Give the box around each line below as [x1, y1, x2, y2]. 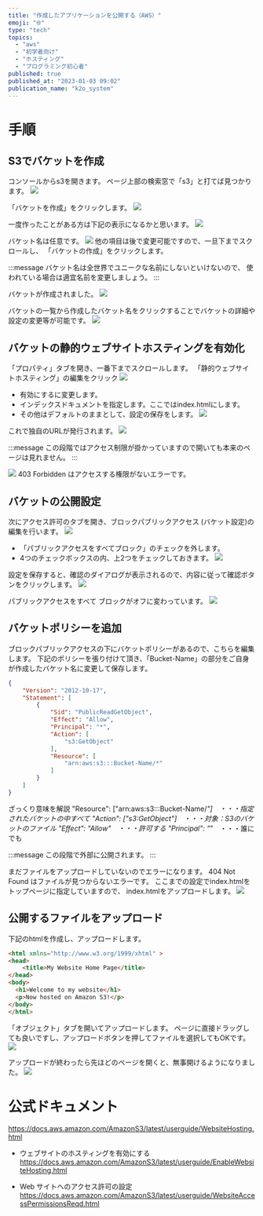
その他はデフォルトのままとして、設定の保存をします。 [19, 410, 198, 419]
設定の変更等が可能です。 [8, 316, 90, 326]
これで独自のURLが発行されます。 [8, 426, 118, 436]
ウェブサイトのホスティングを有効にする [19, 1148, 151, 1158]
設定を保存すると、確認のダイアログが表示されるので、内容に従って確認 [8, 570, 242, 579]
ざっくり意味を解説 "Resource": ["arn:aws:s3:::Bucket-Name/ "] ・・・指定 [8, 804, 254, 813]
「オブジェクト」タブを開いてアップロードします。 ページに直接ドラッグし [8, 1023, 250, 1032]
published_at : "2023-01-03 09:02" [8, 77, 122, 85]
